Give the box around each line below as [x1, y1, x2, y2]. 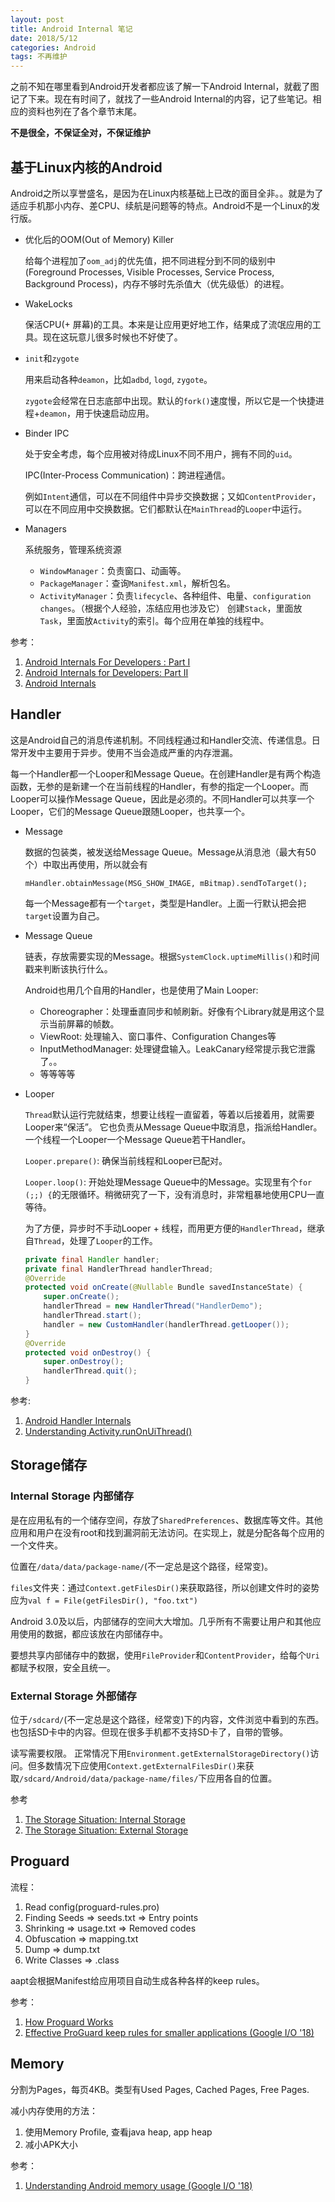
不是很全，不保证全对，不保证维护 [10, 127, 151, 139]
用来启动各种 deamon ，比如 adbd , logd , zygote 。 [24, 373, 213, 385]
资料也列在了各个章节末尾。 [27, 106, 142, 118]
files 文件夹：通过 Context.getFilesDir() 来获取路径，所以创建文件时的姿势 [10, 1581, 320, 1593]
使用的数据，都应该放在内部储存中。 [18, 1627, 168, 1640]
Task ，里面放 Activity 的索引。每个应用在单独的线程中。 [39, 614, 270, 626]
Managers [24, 522, 67, 535]
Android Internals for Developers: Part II [24, 666, 189, 678]
